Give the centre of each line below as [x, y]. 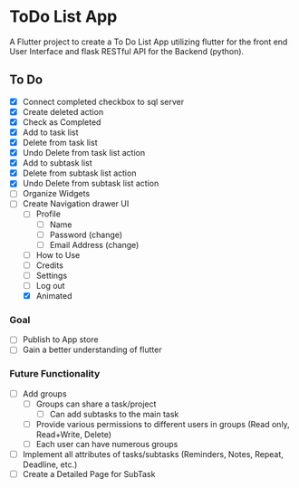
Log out [50, 285]
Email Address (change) [94, 244]
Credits [49, 265]
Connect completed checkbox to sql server [103, 101]
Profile [48, 214]
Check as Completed [62, 122]
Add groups [44, 393]
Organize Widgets [56, 194]
